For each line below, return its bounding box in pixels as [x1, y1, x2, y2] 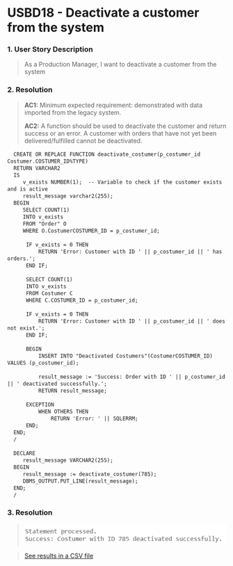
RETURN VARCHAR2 [13, 165, 61, 172]
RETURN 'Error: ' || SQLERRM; [51, 415, 138, 422]
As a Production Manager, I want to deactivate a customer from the [24, 60, 217, 69]
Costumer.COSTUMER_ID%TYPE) [7, 158, 89, 165]
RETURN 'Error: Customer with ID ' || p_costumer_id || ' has [38, 248, 223, 255]
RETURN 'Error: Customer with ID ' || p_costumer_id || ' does [38, 318, 226, 325]
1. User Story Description [7, 45, 93, 54]
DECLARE [13, 450, 36, 457]
